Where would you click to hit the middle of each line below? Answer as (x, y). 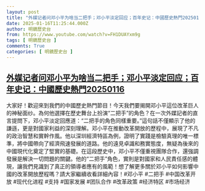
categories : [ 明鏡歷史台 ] (40, 52)
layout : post (23, 12)
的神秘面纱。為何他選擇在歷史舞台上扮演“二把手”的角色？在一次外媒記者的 (100, 113)
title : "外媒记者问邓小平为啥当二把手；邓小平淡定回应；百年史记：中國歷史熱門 (95, 18)
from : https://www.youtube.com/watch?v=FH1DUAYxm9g (73, 35)
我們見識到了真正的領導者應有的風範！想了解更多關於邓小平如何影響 (108, 166)
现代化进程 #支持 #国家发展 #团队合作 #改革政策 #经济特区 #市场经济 (103, 181)
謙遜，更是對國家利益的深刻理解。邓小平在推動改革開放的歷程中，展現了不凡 (103, 128)
